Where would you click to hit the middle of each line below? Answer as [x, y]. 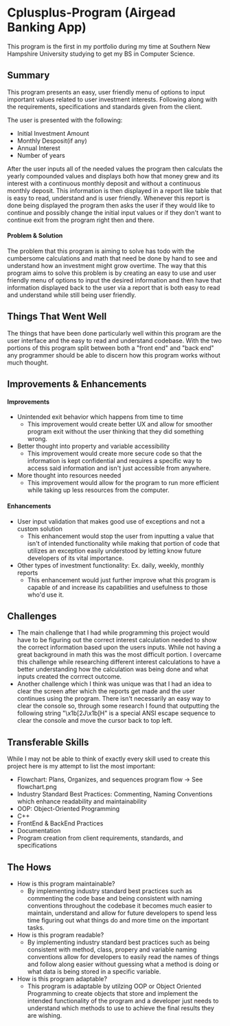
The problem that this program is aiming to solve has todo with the [101, 251]
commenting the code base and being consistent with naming [115, 898]
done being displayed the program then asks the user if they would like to [111, 205]
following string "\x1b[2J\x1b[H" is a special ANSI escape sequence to [116, 713]
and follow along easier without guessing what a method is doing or [123, 964]
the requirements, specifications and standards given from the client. [105, 106]
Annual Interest [38, 148]
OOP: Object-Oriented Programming [68, 809]
